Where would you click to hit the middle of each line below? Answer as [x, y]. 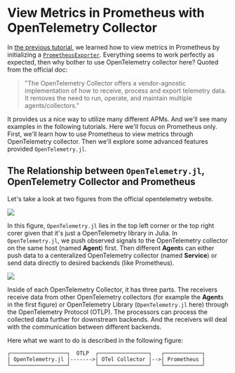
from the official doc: [38, 69]
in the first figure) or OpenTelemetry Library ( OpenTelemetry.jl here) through [118, 304]
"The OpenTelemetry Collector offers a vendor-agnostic [105, 83]
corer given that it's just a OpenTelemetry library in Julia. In [92, 233]
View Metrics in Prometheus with [106, 13]
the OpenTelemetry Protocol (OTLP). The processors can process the [108, 312]
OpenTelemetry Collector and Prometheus [101, 182]
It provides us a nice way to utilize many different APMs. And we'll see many [117, 119]
